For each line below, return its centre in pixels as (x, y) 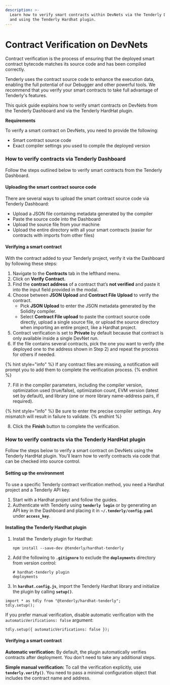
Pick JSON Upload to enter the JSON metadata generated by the (88, 306)
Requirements (20, 121)
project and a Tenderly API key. (38, 490)
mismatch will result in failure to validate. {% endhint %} (64, 416)
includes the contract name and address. (48, 678)
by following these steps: (31, 264)
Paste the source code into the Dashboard (57, 219)
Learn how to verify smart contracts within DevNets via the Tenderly (86, 15)
